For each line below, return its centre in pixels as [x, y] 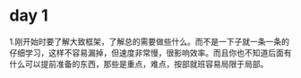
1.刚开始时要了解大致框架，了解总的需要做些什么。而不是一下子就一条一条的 [149, 41]
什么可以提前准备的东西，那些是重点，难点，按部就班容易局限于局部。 [139, 64]
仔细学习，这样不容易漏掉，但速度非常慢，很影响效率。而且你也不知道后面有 [150, 52]
